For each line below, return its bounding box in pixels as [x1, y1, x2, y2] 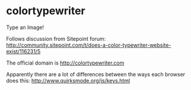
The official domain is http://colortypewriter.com [6, 59, 125, 66]
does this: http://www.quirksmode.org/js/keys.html [6, 77, 130, 84]
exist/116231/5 [6, 47, 41, 54]
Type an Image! [6, 24, 44, 31]
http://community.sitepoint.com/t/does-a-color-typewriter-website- [6, 41, 171, 49]
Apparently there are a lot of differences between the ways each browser [6, 70, 186, 78]
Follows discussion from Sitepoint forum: [6, 35, 106, 42]
